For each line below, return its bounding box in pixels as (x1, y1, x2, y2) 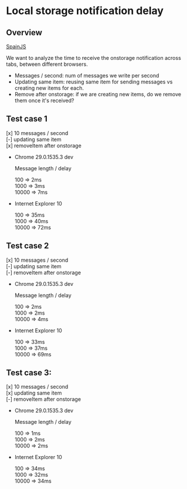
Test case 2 (6, 241, 49, 251)
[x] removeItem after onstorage (6, 142, 82, 149)
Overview (6, 28, 43, 38)
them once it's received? (14, 97, 74, 104)
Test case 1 (6, 114, 48, 124)
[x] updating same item (6, 389, 62, 397)
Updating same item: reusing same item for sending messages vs (14, 78, 173, 85)
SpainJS (6, 43, 26, 50)
